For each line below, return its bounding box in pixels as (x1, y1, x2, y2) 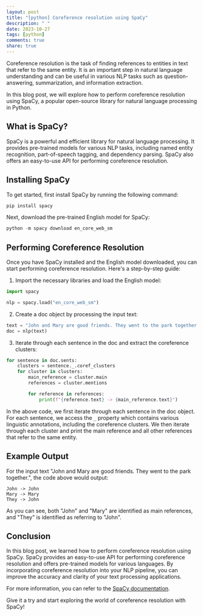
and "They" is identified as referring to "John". (6, 513, 122, 521)
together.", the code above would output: (6, 473, 108, 481)
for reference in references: (28, 391, 105, 397)
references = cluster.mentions (28, 380, 108, 386)
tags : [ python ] (6, 32, 45, 38)
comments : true (6, 37, 45, 43)
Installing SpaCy (6, 175, 70, 185)
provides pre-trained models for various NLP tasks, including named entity (6, 144, 193, 151)
